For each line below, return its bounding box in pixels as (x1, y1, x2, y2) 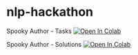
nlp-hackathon (6, 4, 94, 20)
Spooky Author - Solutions (6, 40, 82, 48)
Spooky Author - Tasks (6, 27, 72, 35)
